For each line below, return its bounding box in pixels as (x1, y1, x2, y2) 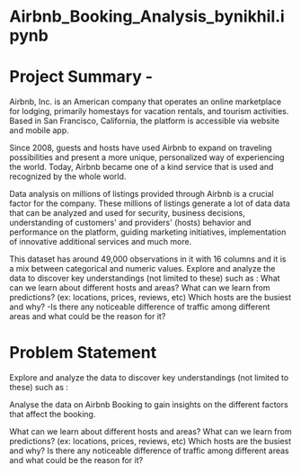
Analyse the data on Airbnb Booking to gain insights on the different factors (9, 399, 289, 410)
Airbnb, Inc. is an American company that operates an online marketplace (9, 96, 282, 107)
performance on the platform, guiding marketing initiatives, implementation (9, 227, 287, 237)
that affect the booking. (9, 409, 96, 420)
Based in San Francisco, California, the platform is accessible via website (9, 115, 280, 127)
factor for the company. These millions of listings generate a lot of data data (9, 198, 290, 209)
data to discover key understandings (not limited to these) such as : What (9, 272, 280, 284)
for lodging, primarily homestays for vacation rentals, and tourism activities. (9, 106, 289, 117)
